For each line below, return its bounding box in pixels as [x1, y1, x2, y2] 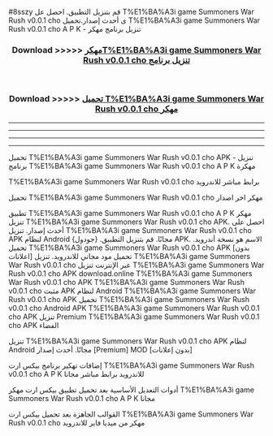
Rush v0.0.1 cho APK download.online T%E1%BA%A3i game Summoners [8, 268, 253, 278]
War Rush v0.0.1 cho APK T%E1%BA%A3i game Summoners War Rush [8, 277, 245, 287]
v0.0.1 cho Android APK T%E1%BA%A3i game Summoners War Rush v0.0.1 [8, 303, 260, 313]
